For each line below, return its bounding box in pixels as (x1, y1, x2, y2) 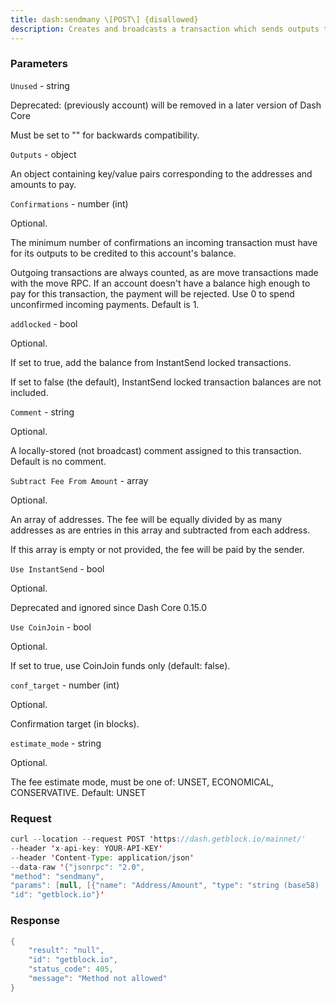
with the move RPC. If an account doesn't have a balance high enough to (10, 277, 311, 289)
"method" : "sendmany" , (10, 871, 105, 881)
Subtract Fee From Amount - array (10, 474, 149, 486)
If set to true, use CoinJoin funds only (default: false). (10, 659, 231, 671)
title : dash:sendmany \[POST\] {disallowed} (10, 14, 199, 25)
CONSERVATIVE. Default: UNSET (10, 786, 147, 798)
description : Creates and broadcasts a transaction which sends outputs (10, 24, 320, 34)
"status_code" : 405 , (28, 964, 114, 975)
